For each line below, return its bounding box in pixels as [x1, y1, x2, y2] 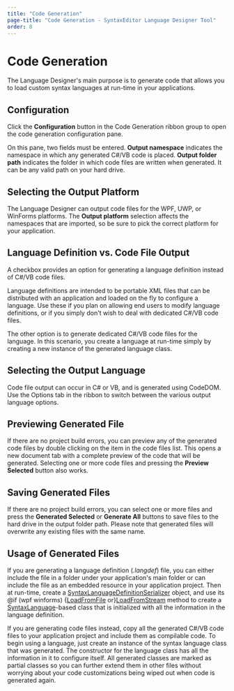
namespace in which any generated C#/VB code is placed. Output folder [7, 151, 217, 159]
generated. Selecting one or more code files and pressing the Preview [7, 459, 209, 468]
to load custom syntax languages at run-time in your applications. [7, 84, 196, 92]
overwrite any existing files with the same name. [7, 528, 146, 536]
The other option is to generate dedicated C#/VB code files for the [7, 329, 198, 338]
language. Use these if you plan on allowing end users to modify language [7, 301, 220, 309]
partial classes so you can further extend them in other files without [7, 661, 202, 669]
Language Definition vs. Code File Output [7, 247, 190, 259]
